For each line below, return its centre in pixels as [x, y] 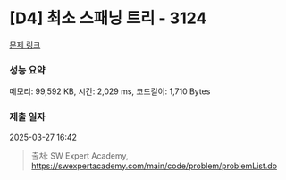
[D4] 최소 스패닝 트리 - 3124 [108, 18]
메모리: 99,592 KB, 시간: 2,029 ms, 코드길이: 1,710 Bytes [110, 91]
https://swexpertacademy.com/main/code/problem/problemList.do [154, 166]
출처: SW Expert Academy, [80, 155]
